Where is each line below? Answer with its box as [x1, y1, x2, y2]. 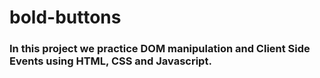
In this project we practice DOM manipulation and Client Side [9, 42, 311, 56]
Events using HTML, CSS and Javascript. [9, 54, 212, 68]
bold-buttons [9, 6, 122, 29]
